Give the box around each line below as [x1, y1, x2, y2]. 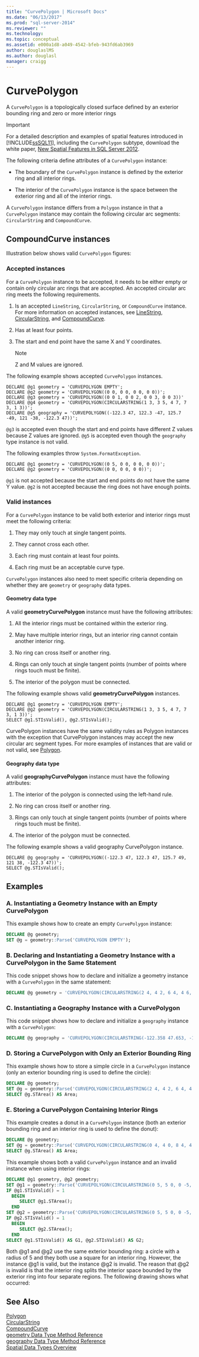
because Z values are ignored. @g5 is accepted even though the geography [6, 432, 186, 439]
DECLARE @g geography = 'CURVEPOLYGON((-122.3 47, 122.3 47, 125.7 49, [6, 855, 187, 861]
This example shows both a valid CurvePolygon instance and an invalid [6, 1159, 176, 1166]
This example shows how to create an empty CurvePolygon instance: [6, 920, 173, 927]
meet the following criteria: [6, 517, 72, 524]
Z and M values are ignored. [14, 360, 84, 368]
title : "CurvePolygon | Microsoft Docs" [6, 8, 108, 15]
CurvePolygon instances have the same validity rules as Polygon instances [6, 727, 189, 735]
